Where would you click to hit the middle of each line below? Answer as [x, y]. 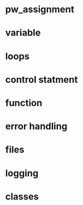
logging [22, 173]
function [24, 103]
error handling [36, 127]
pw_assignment [40, 9]
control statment [42, 79]
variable [23, 33]
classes [22, 197]
